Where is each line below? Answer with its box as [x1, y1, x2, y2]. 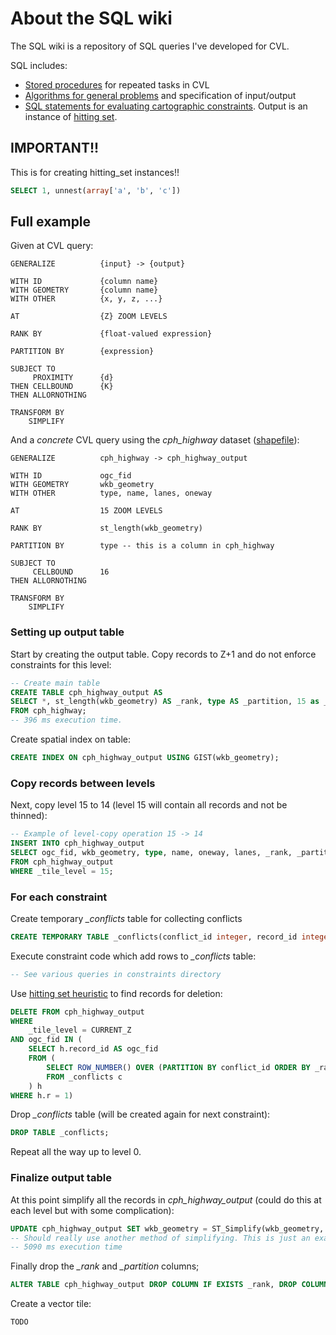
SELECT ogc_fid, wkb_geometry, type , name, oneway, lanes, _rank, [10, 848, 293, 858]
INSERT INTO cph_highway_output [10, 838, 145, 849]
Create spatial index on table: [10, 733, 132, 746]
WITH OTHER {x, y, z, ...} [10, 294, 163, 304]
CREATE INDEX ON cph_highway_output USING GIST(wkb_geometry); [10, 753, 280, 763]
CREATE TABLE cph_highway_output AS [10, 687, 163, 697]
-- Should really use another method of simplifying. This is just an [10, 1233, 311, 1243]
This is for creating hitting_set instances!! [10, 166, 180, 178]
